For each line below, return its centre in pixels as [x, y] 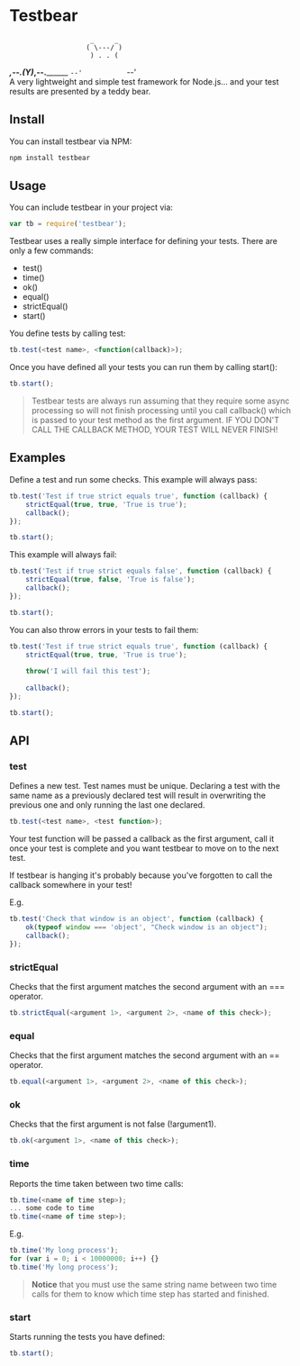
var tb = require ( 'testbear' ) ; [68, 224]
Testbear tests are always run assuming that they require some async [160, 401]
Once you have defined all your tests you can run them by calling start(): [143, 367]
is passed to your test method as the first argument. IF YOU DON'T [155, 421]
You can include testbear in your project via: [91, 207]
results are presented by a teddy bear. [80, 91]
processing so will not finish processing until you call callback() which [161, 411]
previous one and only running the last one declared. [107, 805]
